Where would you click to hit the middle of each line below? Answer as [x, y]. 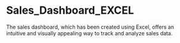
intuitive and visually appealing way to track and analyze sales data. [89, 33]
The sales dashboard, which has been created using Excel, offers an [90, 27]
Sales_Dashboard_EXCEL [70, 10]
